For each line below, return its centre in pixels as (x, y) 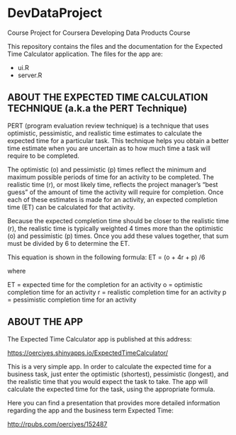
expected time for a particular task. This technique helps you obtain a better (118, 140)
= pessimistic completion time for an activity (72, 300)
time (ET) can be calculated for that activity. (71, 207)
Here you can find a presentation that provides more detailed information (114, 402)
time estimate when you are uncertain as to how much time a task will (109, 148)
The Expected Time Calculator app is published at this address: (100, 339)
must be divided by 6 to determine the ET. (68, 243)
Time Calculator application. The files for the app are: (85, 54)
